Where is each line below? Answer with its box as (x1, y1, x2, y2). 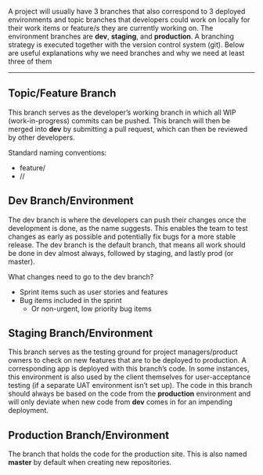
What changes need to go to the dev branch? (8, 272, 154, 281)
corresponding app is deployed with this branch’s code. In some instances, (8, 364, 250, 374)
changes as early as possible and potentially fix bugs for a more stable (8, 232, 236, 241)
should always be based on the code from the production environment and (8, 389, 251, 399)
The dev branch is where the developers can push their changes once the (8, 215, 247, 225)
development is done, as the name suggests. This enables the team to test (8, 223, 248, 232)
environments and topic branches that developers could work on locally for (8, 15, 250, 24)
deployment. (8, 406, 49, 415)
